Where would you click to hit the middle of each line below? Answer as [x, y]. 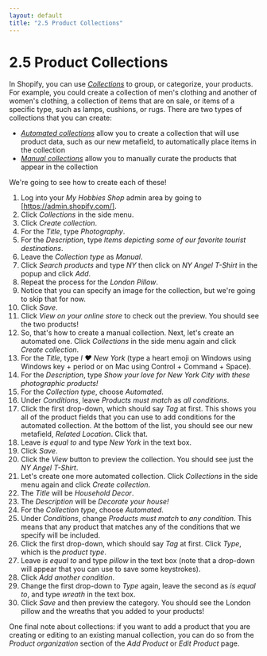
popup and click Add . [56, 274]
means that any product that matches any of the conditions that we [130, 527]
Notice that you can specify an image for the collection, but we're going [138, 291]
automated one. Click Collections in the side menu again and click [128, 342]
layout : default [36, 15]
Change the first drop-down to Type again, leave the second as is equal [138, 586]
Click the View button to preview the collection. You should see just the [137, 459]
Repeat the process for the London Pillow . [89, 282]
